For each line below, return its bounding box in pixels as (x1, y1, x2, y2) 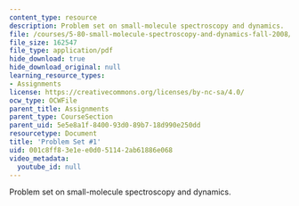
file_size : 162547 (9, 37, 77, 47)
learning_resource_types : (9, 71, 105, 80)
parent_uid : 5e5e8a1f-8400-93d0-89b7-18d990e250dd (9, 121, 201, 130)
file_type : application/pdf (9, 46, 114, 55)
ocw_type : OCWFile (9, 95, 77, 105)
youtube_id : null (17, 162, 82, 171)
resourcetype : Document (9, 129, 98, 138)
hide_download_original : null (9, 63, 122, 72)
